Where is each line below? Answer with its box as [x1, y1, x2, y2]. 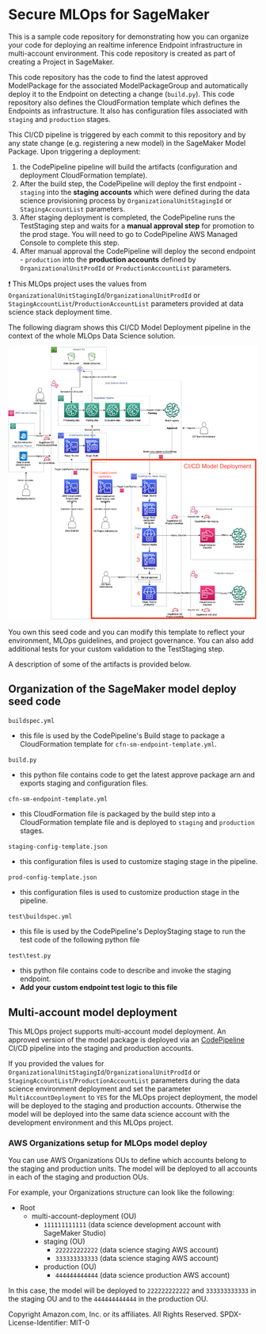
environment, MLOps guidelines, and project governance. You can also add [8, 636, 254, 645]
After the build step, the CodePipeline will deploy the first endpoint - [19, 178, 242, 188]
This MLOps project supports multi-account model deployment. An [8, 1026, 226, 1036]
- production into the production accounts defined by [19, 254, 196, 264]
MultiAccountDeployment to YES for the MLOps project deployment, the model [8, 1092, 258, 1103]
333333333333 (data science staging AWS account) [55, 1254, 219, 1263]
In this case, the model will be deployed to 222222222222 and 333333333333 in [8, 1286, 256, 1295]
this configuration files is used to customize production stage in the [19, 888, 240, 897]
